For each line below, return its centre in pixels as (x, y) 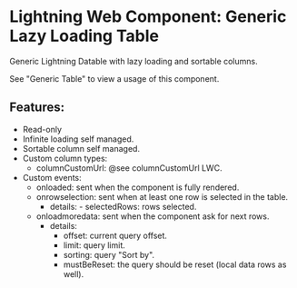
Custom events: (52, 177)
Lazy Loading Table (84, 36)
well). (74, 273)
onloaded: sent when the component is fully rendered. (138, 187)
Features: (37, 108)
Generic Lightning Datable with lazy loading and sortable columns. (134, 61)
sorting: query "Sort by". (109, 254)
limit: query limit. (94, 245)
